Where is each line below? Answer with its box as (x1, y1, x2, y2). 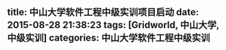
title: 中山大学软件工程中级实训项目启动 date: (7, 6, 199, 18)
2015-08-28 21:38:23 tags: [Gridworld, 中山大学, (7, 19, 219, 31)
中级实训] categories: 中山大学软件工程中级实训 (7, 32, 210, 44)
